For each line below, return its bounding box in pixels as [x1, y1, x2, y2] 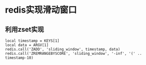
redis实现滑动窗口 [5, 4, 77, 16]
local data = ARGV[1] [5, 43, 49, 48]
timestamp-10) [5, 55, 34, 60]
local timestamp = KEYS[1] [5, 38, 60, 43]
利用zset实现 [5, 25, 44, 33]
